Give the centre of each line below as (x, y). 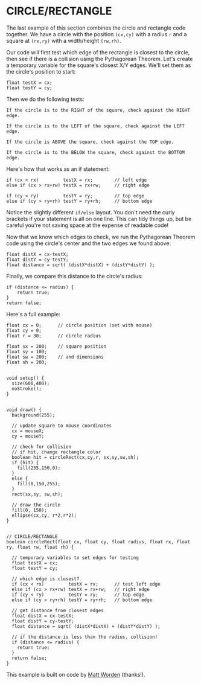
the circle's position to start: (41, 71)
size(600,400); (31, 383)
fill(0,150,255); (39, 484)
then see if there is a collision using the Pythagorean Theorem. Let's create (100, 59)
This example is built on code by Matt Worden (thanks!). (76, 674)
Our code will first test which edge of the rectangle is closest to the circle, (98, 52)
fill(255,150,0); (39, 468)
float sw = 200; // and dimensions (55, 357)
